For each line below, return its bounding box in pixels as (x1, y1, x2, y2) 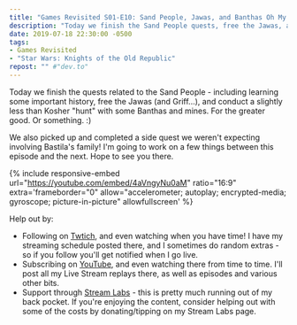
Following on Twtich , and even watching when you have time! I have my (21, 230, 284, 241)
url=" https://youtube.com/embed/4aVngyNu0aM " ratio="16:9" (9, 177, 237, 188)
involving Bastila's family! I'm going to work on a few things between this (9, 141, 274, 151)
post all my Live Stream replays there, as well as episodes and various (21, 267, 278, 279)
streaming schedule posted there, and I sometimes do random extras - (21, 240, 280, 251)
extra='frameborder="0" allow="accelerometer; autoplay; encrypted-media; (9, 187, 287, 197)
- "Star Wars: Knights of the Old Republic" (9, 54, 176, 63)
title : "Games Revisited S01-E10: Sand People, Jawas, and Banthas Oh (9, 12, 275, 22)
